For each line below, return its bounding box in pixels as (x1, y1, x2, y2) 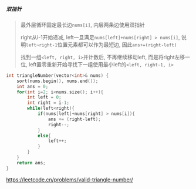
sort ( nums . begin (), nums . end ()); (16, 78, 99, 84)
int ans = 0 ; (16, 83, 49, 89)
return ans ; (16, 160, 46, 166)
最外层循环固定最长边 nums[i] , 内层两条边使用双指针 (20, 21, 145, 28)
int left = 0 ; (27, 95, 62, 100)
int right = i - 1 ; (27, 100, 69, 106)
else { (37, 133, 51, 139)
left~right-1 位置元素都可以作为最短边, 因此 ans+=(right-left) (25, 41, 177, 48)
